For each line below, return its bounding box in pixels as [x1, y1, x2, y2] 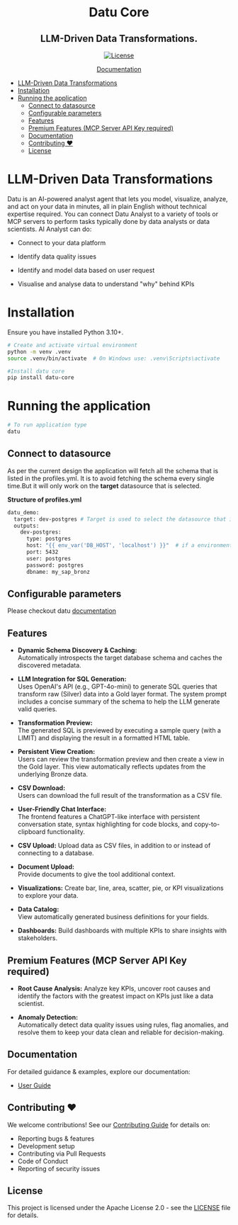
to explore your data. [17, 891, 79, 900]
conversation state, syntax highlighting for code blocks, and [17, 820, 193, 829]
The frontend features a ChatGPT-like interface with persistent [17, 813, 200, 821]
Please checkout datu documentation [7, 606, 117, 615]
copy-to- [193, 820, 220, 829]
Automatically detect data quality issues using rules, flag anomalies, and [17, 1020, 229, 1029]
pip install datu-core [7, 374, 74, 381]
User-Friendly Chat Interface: [17, 805, 107, 813]
